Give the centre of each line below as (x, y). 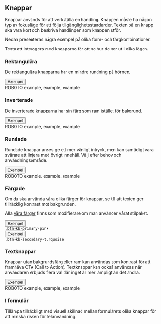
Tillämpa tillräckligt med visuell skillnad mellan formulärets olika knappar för (80, 311)
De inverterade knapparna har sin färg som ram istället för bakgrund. (73, 111)
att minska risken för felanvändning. (41, 316)
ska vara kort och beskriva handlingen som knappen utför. (63, 30)
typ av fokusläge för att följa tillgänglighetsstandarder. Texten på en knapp (79, 25)
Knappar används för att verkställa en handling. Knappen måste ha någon (78, 19)
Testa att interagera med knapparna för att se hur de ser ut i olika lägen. (77, 49)
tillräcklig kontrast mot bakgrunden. (40, 204)
